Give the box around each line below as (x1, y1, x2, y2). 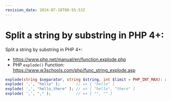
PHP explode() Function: (12, 62, 65, 68)
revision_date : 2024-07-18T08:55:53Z (5, 7, 85, 13)
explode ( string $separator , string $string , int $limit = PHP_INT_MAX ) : (5, 77, 163, 82)
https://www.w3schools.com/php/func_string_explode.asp (12, 67, 136, 73)
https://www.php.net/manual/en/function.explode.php (12, 56, 126, 62)
